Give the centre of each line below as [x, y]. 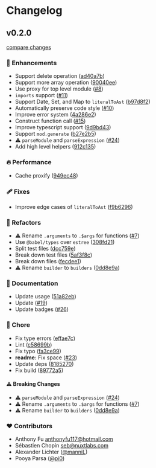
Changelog [34, 11]
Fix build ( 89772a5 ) [39, 370]
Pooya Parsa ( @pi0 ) [40, 458]
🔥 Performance [29, 162]
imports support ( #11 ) [41, 95]
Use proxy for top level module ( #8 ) [59, 89]
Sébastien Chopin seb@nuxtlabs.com [61, 446]
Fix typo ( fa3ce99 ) [38, 351]
